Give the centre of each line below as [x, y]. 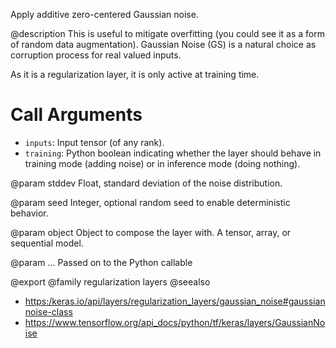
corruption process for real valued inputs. [96, 55]
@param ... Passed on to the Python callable [101, 262]
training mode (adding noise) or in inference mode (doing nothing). [162, 163]
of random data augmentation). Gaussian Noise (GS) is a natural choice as [163, 44]
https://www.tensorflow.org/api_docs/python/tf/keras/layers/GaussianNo [175, 322]
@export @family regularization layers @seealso [110, 281]
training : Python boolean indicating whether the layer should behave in [173, 153]
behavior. [29, 213]
